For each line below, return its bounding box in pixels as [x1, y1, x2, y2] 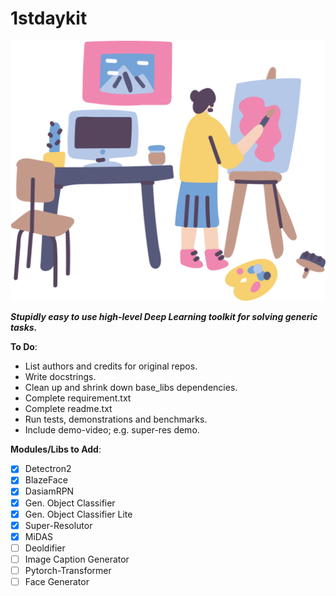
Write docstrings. [24, 371, 97, 383]
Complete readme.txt [24, 403, 113, 415]
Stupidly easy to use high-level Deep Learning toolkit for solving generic [10, 311, 318, 323]
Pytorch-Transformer [24, 564, 112, 576]
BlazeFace [24, 474, 68, 486]
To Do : [10, 341, 38, 353]
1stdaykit [10, 7, 88, 30]
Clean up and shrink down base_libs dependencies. [24, 382, 238, 394]
